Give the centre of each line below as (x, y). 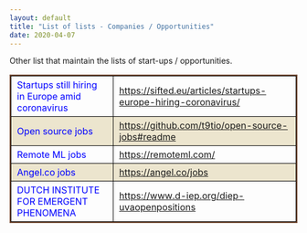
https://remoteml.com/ (167, 154)
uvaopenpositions (157, 207)
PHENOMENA (47, 213)
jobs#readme (147, 137)
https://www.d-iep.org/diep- (181, 196)
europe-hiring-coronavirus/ (179, 102)
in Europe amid (49, 97)
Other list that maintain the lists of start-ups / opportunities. (121, 61)
